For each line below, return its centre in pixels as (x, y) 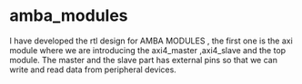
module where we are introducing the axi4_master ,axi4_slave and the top (148, 50)
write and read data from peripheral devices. (93, 70)
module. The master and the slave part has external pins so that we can (143, 60)
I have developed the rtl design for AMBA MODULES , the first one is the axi (151, 41)
